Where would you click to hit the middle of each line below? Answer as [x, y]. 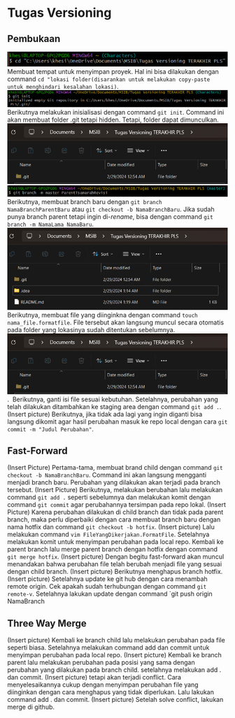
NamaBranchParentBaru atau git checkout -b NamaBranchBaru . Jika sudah [111, 209]
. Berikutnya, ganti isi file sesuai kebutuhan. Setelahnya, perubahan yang [113, 399]
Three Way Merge [47, 623]
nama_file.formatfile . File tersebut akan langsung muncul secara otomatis [116, 322]
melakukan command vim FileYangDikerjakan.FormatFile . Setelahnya [108, 534]
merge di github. [31, 707]
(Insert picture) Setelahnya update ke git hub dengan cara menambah [107, 579]
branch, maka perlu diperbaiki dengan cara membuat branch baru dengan [114, 519]
